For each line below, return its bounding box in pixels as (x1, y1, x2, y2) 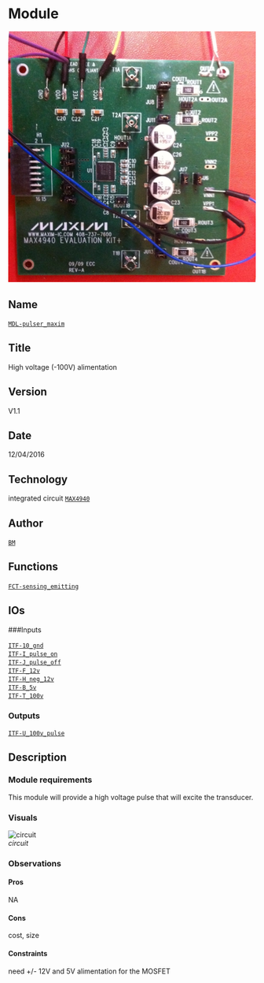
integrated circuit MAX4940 (8, 493, 90, 503)
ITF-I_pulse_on (8, 650, 58, 658)
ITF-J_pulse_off (8, 658, 61, 666)
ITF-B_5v (8, 683, 37, 691)
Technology (8, 472, 68, 486)
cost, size (8, 931, 39, 940)
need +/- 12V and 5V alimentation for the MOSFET (8, 966, 170, 976)
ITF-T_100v (8, 691, 44, 700)
